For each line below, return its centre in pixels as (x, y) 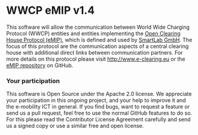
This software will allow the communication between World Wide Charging (98, 27)
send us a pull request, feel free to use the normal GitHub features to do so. (99, 113)
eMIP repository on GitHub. (40, 65)
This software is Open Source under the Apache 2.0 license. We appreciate (99, 94)
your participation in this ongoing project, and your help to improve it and (96, 100)
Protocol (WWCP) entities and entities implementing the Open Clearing (93, 33)
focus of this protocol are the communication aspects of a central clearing (98, 46)
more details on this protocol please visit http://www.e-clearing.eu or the (96, 59)
